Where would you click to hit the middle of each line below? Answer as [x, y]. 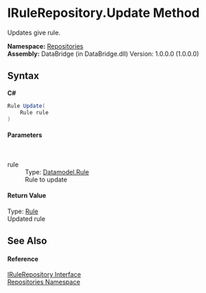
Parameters [25, 135]
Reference [23, 258]
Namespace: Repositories [45, 46]
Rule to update [46, 179]
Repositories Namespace [44, 282]
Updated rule [26, 219]
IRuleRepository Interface [44, 275]
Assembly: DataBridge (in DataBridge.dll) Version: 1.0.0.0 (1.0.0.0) [103, 54]
